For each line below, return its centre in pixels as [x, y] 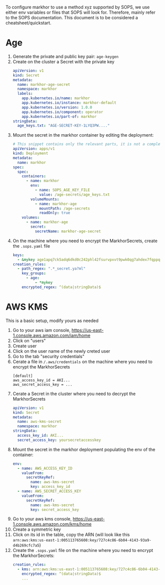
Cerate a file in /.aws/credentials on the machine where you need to [82, 362]
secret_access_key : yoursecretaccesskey [59, 440]
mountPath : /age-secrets [65, 208]
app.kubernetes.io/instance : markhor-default [69, 103]
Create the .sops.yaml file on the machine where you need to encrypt [83, 550]
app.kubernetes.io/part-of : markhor [59, 116]
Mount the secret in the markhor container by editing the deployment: [83, 135]
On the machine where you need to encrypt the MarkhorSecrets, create [85, 241]
